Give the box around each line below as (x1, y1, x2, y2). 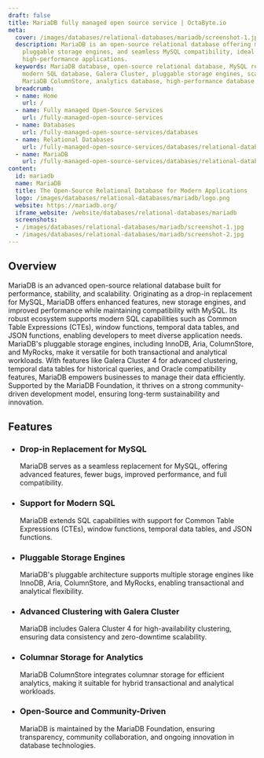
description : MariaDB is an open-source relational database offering (15, 41, 251, 49)
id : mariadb (15, 172, 55, 181)
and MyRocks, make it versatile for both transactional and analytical (8, 347, 228, 357)
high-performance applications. (22, 56, 128, 64)
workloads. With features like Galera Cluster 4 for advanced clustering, (8, 355, 238, 365)
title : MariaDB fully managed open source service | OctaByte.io (8, 19, 226, 27)
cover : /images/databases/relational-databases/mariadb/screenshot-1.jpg (15, 33, 262, 42)
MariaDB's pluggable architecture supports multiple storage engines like (19, 569, 254, 579)
